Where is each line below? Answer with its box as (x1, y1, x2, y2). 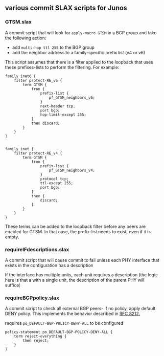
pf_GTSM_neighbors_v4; (48, 168, 95, 173)
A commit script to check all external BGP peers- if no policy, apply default (5, 306, 156, 311)
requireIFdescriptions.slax (5, 246, 70, 253)
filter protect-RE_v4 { (14, 151, 63, 156)
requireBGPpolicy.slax (5, 294, 60, 301)
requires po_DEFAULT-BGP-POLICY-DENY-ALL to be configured (5, 320, 123, 326)
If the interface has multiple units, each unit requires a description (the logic (5, 271, 158, 278)
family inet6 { (5, 73, 36, 79)
